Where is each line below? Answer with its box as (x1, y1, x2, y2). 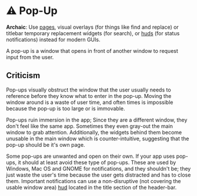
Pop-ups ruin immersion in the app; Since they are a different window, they (6, 116, 188, 123)
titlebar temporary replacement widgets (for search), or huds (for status (6, 29, 180, 36)
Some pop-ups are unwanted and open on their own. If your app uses (6, 153, 175, 160)
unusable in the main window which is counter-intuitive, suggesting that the (6, 135, 189, 142)
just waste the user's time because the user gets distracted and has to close (6, 171, 191, 178)
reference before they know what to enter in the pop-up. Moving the (6, 92, 172, 99)
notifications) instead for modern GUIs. (6, 36, 101, 43)
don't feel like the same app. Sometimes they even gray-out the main (6, 122, 173, 130)
